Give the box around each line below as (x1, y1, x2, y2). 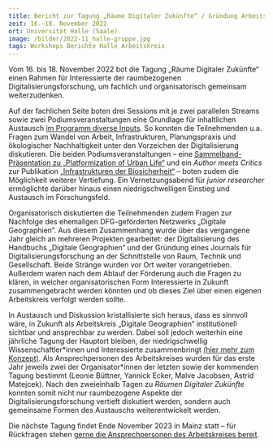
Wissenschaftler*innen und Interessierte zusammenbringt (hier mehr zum (8, 345, 254, 354)
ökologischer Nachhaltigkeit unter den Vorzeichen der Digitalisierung (8, 141, 240, 150)
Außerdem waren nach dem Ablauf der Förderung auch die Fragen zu (8, 269, 242, 279)
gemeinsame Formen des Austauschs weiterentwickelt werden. (8, 406, 221, 415)
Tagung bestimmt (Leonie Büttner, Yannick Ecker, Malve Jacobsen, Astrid (8, 371, 254, 380)
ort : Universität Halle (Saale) (8, 27, 118, 35)
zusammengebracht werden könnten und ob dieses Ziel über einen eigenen (8, 286, 262, 296)
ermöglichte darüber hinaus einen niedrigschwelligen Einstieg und (8, 184, 230, 193)
